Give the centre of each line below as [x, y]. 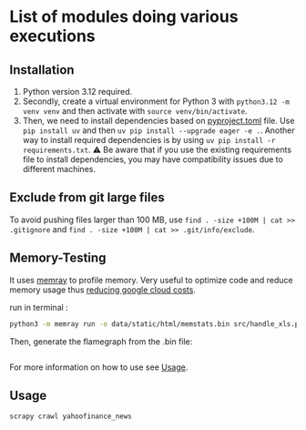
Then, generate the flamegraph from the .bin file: [101, 341]
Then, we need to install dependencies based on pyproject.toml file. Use [158, 121]
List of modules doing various [124, 17]
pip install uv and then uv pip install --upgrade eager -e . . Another [158, 130]
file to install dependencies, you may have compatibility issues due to [153, 159]
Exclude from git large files [87, 198]
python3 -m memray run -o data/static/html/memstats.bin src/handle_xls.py [156, 324]
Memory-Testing [58, 258]
